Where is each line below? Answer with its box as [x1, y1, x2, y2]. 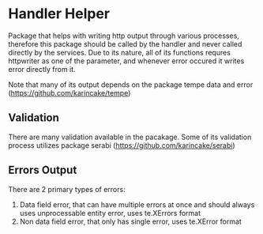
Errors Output [8, 164, 77, 177]
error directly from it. [8, 64, 77, 74]
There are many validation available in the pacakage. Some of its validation [8, 132, 252, 142]
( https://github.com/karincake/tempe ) [8, 88, 131, 97]
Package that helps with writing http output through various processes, [8, 31, 239, 40]
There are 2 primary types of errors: [8, 184, 126, 194]
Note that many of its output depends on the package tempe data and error [8, 80, 254, 89]
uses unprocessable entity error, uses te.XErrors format [19, 208, 201, 217]
